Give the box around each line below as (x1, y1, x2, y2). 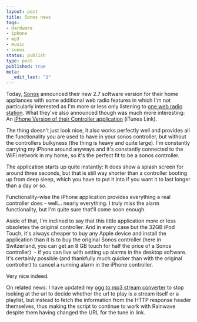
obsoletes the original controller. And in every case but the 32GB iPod (6, 224, 175, 231)
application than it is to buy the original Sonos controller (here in (6, 236, 162, 243)
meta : (6, 69, 19, 75)
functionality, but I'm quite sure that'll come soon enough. (6, 206, 146, 213)
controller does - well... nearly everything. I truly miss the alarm (6, 200, 160, 207)
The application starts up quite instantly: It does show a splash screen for (6, 163, 184, 171)
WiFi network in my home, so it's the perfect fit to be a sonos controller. (6, 152, 180, 159)
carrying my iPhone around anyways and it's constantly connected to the (6, 145, 183, 153)
